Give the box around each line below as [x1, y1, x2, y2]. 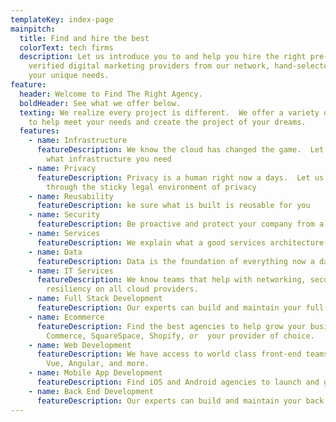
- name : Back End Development [28, 386, 155, 396]
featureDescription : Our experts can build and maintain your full [36, 303, 325, 313]
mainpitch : [10, 24, 56, 34]
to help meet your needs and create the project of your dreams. [28, 117, 307, 127]
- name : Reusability [28, 191, 114, 201]
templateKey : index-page [10, 14, 114, 25]
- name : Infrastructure [28, 136, 128, 146]
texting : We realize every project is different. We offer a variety [19, 107, 320, 118]
